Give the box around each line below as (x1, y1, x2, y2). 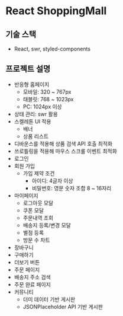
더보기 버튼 (14, 258, 40, 266)
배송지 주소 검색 (14, 273, 51, 280)
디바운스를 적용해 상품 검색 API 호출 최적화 (14, 140, 113, 147)
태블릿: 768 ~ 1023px (22, 95, 75, 103)
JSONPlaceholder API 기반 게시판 (22, 303, 103, 310)
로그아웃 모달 (22, 199, 54, 206)
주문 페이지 (14, 266, 40, 273)
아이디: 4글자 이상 (31, 177, 73, 184)
